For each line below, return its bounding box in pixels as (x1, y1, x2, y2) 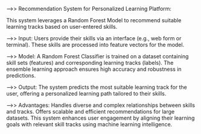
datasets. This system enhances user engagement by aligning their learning (6, 114, 195, 121)
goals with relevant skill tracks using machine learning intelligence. (6, 121, 173, 128)
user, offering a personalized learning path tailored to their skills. (6, 90, 167, 97)
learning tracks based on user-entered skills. (6, 23, 118, 30)
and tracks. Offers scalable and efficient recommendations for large (6, 108, 175, 115)
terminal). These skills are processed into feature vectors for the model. (6, 41, 185, 48)
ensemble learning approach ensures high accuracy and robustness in (6, 65, 182, 73)
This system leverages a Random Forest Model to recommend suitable (6, 17, 182, 23)
